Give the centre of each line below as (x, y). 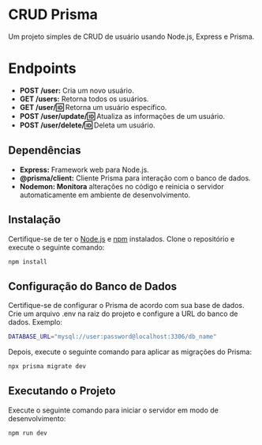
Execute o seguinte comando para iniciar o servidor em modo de (113, 410)
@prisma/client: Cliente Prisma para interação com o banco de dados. (135, 178)
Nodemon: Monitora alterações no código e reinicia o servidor (122, 186)
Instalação (35, 220)
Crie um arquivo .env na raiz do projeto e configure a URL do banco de (123, 314)
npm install (28, 262)
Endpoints (42, 68)
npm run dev (28, 433)
